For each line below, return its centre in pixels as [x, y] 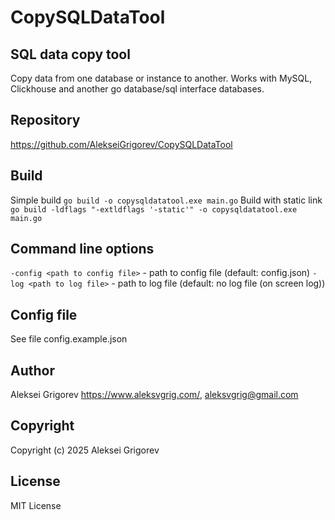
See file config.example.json [69, 339]
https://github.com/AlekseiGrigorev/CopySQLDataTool [121, 144]
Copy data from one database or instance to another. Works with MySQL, [161, 78]
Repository [45, 120]
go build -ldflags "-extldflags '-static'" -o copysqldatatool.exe [154, 209]
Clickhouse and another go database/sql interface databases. [137, 89]
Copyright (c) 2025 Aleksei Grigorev [85, 450]
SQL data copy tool [70, 54]
